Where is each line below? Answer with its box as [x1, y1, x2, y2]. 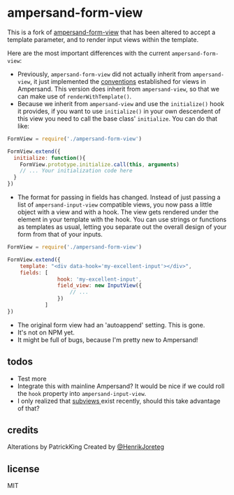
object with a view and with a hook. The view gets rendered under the [17, 208, 219, 216]
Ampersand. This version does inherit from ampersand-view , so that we [17, 84, 220, 93]
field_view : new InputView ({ [57, 282, 142, 289]
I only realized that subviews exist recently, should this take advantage [17, 397, 221, 405]
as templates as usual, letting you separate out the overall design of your [17, 223, 227, 231]
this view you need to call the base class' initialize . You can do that [17, 114, 218, 123]
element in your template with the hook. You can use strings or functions [17, 215, 227, 224]
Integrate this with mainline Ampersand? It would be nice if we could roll [17, 382, 225, 390]
